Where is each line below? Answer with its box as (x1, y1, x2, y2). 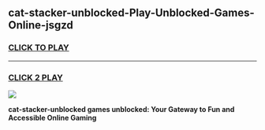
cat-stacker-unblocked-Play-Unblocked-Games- (8, 6, 255, 20)
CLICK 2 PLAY (8, 72, 63, 83)
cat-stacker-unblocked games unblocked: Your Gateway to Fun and (8, 104, 235, 113)
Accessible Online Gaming (8, 113, 97, 122)
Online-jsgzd (8, 19, 73, 32)
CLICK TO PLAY (8, 43, 69, 54)
